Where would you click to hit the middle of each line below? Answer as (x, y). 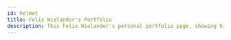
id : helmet (23, 13)
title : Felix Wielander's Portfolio (59, 20)
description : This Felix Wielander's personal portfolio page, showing (112, 26)
